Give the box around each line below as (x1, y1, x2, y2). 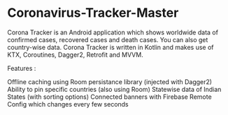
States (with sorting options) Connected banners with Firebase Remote (7, 93, 212, 101)
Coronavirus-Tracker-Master (7, 5, 179, 21)
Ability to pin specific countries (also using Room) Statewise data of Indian (7, 85, 222, 93)
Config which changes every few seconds (7, 100, 129, 108)
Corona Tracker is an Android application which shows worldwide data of (7, 28, 219, 36)
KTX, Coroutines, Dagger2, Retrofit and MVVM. (7, 50, 143, 59)
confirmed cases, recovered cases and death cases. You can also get (7, 35, 208, 43)
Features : (7, 64, 36, 72)
